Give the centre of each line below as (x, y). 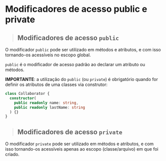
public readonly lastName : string (50, 107)
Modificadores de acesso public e (76, 9)
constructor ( (23, 98)
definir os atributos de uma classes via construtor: (56, 84)
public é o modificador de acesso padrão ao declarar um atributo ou (75, 64)
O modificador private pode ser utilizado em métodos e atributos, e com (80, 144)
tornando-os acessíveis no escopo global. (48, 55)
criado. (12, 155)
